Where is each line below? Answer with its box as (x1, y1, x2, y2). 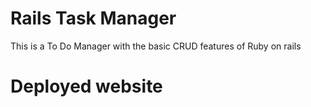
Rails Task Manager (10, 7, 177, 30)
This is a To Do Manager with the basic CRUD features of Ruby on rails (10, 40, 302, 52)
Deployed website (10, 75, 163, 98)
